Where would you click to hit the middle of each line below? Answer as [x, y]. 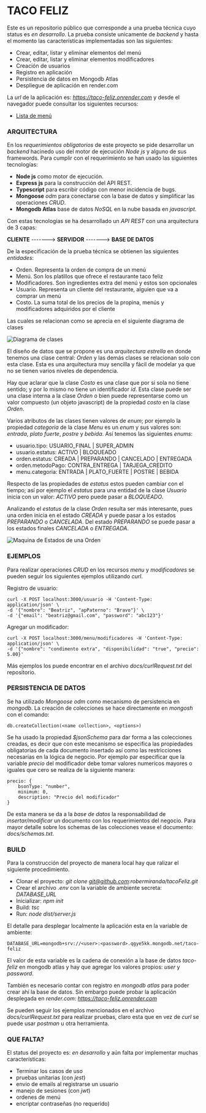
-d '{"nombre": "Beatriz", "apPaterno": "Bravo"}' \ [76, 610]
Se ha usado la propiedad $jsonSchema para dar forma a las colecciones [100, 737]
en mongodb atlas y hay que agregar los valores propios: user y [99, 967]
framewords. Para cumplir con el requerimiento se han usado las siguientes [102, 158]
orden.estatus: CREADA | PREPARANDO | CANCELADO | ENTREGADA [104, 459]
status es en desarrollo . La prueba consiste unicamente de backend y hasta [103, 34]
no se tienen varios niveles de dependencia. [63, 371]
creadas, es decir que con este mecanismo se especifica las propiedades [100, 744]
